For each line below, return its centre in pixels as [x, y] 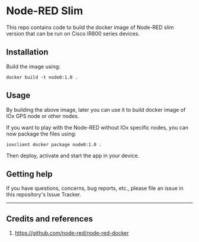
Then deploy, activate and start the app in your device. [73, 156]
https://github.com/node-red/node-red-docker [72, 233]
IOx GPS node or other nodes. [43, 116]
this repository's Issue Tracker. [44, 195]
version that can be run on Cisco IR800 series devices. [73, 33]
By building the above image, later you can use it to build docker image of [96, 109]
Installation [27, 52]
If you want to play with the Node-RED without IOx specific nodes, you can [97, 127]
